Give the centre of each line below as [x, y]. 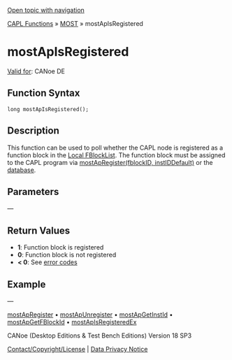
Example [27, 284]
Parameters [33, 192]
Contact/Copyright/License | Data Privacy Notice [78, 349]
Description [33, 131]
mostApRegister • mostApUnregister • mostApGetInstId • [90, 315]
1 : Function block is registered [60, 247]
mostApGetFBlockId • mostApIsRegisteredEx [72, 322]
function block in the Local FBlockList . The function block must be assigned [116, 155]
